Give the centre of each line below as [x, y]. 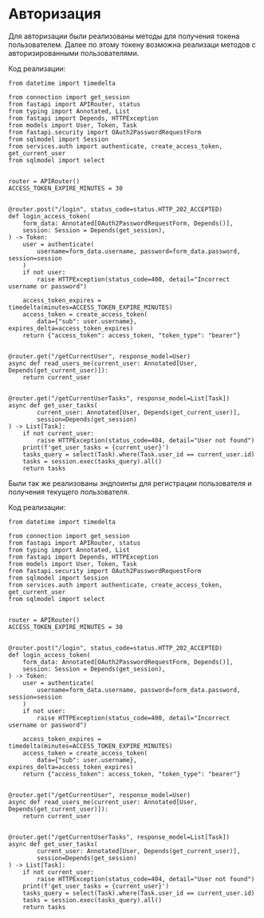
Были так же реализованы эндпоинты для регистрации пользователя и [130, 483]
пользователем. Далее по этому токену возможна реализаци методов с [132, 44]
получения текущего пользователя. [69, 491]
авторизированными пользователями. [74, 53]
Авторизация [55, 14]
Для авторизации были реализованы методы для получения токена [124, 36]
